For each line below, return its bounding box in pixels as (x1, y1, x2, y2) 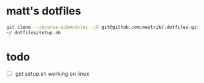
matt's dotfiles (6, 4, 81, 18)
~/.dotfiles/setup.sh (6, 29, 61, 35)
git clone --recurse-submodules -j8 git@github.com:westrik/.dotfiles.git (6, 24, 200, 30)
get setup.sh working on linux (15, 70, 90, 77)
